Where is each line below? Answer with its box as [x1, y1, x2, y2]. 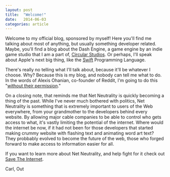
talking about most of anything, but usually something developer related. [5, 41, 157, 47]
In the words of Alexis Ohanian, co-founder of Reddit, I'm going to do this [5, 77, 158, 83]
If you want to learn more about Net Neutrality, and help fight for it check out [5, 151, 165, 157]
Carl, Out [5, 166, 24, 172]
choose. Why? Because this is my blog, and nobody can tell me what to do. [5, 72, 162, 78]
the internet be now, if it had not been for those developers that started [5, 125, 153, 131]
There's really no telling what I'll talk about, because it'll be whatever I [5, 67, 151, 73]
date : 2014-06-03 [5, 17, 47, 22]
